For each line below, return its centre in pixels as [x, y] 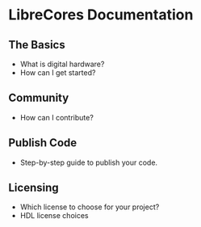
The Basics [37, 45]
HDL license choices [54, 216]
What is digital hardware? [62, 64]
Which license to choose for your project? [90, 207]
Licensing [33, 188]
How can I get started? [58, 73]
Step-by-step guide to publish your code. [89, 162]
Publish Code [43, 143]
